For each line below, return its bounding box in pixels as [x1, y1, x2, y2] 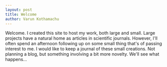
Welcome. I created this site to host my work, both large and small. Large [5, 30, 155, 36]
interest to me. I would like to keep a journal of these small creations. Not [5, 46, 155, 52]
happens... [5, 57, 27, 63]
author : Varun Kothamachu [5, 16, 59, 21]
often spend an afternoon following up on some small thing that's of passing [5, 41, 162, 47]
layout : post [5, 7, 32, 12]
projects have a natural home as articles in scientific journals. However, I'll [5, 35, 157, 41]
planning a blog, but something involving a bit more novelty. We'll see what [5, 51, 159, 57]
